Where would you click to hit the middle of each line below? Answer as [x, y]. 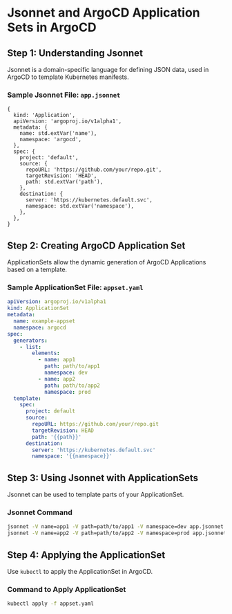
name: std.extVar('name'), [58, 134]
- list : [30, 347]
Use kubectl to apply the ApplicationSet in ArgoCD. [80, 571]
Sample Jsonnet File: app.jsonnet [64, 95]
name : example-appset [45, 321]
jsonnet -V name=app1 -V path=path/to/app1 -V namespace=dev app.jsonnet [116, 527]
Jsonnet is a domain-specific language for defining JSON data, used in [108, 70]
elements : [46, 353]
